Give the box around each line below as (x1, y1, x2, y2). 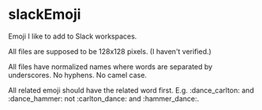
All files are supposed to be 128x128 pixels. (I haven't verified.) (8, 46, 211, 56)
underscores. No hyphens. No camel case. (8, 70, 148, 79)
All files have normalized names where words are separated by (8, 61, 213, 71)
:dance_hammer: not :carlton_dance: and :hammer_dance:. (8, 93, 200, 103)
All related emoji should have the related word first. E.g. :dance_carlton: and (8, 85, 254, 95)
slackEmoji (8, 5, 81, 24)
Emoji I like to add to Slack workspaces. (8, 31, 137, 41)
